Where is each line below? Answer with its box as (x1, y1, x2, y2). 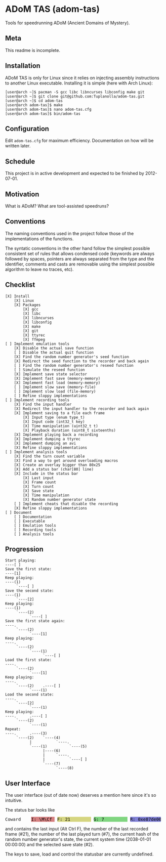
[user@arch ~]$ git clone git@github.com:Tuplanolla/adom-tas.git (5, 94, 145, 99)
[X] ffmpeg (23, 337, 45, 342)
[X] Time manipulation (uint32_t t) (23, 424, 98, 429)
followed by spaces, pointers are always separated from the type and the (5, 256, 154, 261)
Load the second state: (5, 692, 54, 697)
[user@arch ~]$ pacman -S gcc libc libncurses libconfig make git (5, 89, 145, 94)
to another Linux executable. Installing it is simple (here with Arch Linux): (5, 80, 153, 86)
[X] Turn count (23, 484, 54, 489)
